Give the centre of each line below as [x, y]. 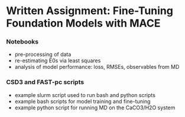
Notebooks [22, 42]
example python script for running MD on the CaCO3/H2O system [95, 108]
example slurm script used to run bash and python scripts [85, 95]
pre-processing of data [43, 55]
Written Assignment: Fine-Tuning [90, 11]
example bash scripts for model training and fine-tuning [82, 101]
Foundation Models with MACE [83, 23]
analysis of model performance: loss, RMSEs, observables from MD [97, 67]
